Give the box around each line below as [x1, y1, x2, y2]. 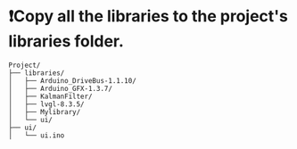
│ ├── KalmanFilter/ [8, 92, 93, 101]
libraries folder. [8, 31, 124, 52]
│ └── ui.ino [8, 130, 65, 140]
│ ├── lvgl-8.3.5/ [8, 99, 86, 109]
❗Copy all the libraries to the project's [8, 6, 289, 27]
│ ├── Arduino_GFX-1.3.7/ [8, 84, 113, 93]
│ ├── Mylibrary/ [8, 107, 81, 116]
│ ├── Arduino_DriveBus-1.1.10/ [8, 76, 137, 85]
